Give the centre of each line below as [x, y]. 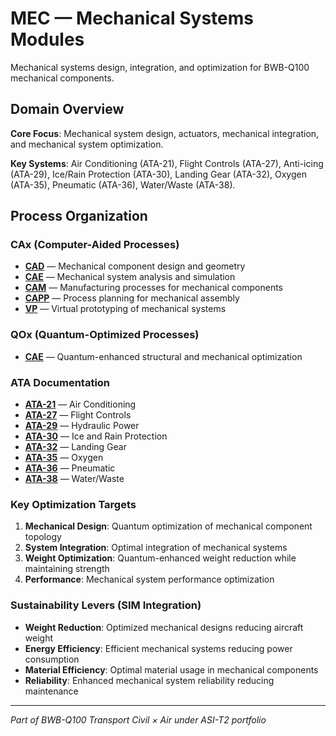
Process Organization [79, 216]
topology [43, 537]
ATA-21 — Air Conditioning [80, 404]
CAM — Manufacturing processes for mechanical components [153, 288]
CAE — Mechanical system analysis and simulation [130, 277]
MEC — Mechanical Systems [132, 18]
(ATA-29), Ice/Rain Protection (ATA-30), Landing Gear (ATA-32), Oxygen [158, 174]
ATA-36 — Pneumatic [70, 468]
